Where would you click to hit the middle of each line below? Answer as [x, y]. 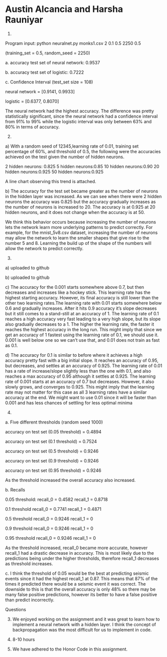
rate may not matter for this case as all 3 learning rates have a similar [76, 392]
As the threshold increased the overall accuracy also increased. [71, 480]
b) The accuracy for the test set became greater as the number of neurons [82, 191]
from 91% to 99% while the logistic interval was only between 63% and [79, 121]
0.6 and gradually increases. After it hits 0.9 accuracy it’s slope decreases [81, 308]
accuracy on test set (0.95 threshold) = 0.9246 [53, 470]
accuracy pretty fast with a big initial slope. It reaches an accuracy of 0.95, [82, 360]
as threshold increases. [29, 563]
